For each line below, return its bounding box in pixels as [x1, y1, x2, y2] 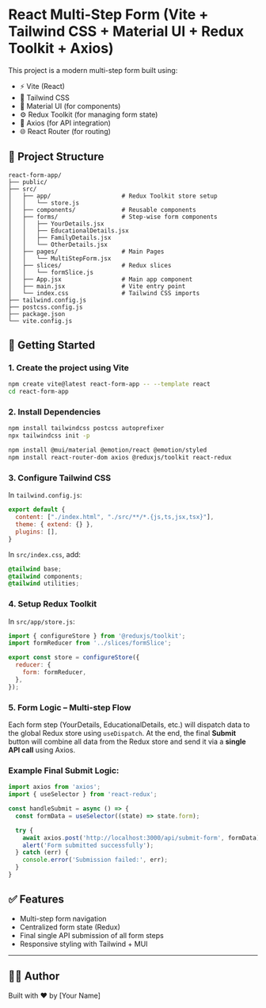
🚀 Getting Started [8, 339, 96, 352]
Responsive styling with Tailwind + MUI [19, 939, 148, 948]
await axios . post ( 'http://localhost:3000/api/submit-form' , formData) [22, 833, 260, 842]
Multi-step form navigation [19, 914, 107, 923]
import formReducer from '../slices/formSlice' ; [8, 639, 172, 648]
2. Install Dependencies [8, 406, 101, 417]
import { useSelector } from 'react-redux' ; [8, 791, 158, 798]
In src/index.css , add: [8, 549, 82, 559]
